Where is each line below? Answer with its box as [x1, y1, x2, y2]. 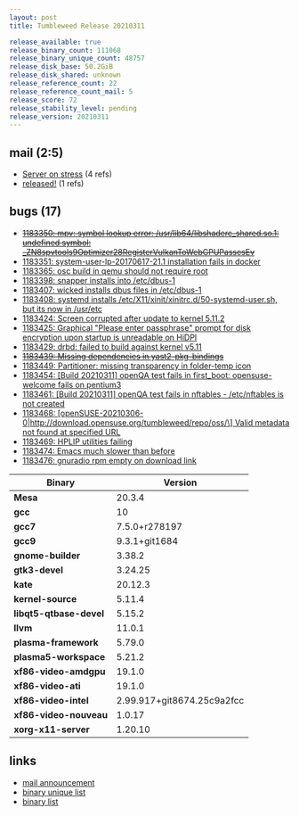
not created [21, 398, 65, 408]
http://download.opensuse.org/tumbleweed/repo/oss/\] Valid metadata [29, 416, 290, 428]
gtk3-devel [13, 564, 64, 576]
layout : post [9, 12, 58, 22]
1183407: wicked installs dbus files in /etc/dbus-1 [21, 284, 202, 295]
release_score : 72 [9, 95, 77, 104]
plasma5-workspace [13, 650, 105, 663]
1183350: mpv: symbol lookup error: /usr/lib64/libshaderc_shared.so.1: [21, 227, 279, 238]
